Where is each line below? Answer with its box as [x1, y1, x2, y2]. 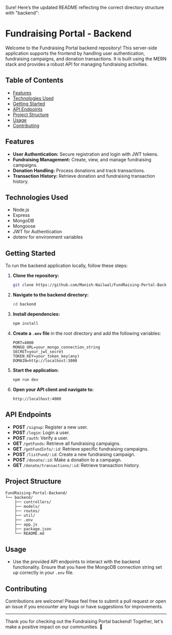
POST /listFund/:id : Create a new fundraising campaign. [12, 451, 136, 457]
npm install [12, 321, 38, 326]
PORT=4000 [12, 340, 34, 345]
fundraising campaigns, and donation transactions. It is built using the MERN [5, 55, 167, 62]
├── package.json [14, 527, 52, 532]
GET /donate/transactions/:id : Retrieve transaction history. [12, 462, 140, 468]
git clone [12, 283, 34, 288]
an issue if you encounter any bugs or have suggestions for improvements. [5, 603, 163, 609]
